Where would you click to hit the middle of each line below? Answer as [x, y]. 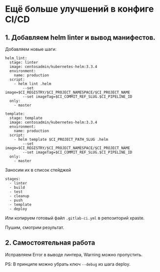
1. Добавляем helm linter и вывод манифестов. [80, 37]
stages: [13, 179]
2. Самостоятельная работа [50, 243]
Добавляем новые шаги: [31, 49]
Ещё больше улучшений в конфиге [80, 9]
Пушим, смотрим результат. [35, 227]
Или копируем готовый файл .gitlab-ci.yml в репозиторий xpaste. [75, 218]
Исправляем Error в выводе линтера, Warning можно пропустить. [74, 254]
